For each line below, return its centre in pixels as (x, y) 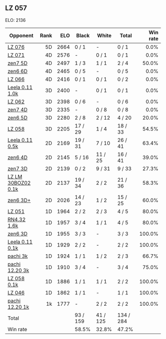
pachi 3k (18, 256)
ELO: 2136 (16, 20)
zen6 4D (18, 157)
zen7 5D (18, 63)
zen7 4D (18, 110)
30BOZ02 (19, 183)
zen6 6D (18, 71)
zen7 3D (18, 168)
